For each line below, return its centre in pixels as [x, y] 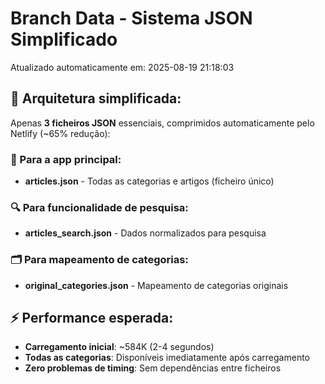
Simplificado [64, 39]
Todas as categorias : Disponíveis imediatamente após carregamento [167, 358]
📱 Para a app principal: [66, 159]
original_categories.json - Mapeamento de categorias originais [156, 285]
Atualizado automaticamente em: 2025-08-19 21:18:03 [122, 67]
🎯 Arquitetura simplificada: [96, 98]
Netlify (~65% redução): [60, 133]
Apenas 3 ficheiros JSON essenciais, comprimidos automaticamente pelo [162, 123]
